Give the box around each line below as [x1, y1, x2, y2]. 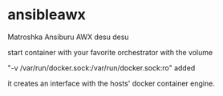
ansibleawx [7, 6, 86, 24]
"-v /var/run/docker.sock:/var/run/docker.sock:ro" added [7, 62, 196, 73]
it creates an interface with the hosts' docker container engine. [7, 78, 216, 88]
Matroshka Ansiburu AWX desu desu [7, 32, 129, 42]
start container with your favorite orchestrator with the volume [7, 47, 213, 57]
